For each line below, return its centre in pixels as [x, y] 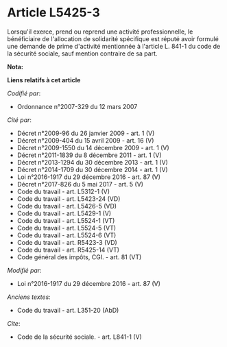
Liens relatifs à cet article [44, 80]
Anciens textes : [29, 297]
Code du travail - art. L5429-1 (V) [64, 213]
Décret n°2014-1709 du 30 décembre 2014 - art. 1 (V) [92, 169]
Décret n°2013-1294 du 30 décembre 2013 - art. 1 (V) [92, 162]
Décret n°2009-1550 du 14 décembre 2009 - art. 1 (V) [93, 147]
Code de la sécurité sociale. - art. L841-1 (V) [79, 337]
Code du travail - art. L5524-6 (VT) [67, 235]
